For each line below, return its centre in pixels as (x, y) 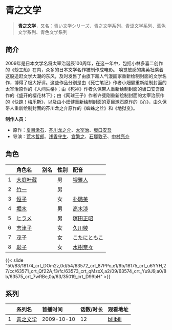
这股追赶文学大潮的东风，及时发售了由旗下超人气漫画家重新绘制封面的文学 (84, 76)
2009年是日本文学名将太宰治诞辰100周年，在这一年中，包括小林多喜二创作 (84, 63)
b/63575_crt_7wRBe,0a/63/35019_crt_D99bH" (54, 276)
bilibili (115, 319)
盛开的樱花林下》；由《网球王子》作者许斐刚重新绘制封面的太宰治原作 (92, 95)
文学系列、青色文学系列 (42, 32)
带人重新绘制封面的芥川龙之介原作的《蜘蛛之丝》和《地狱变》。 (71, 108)
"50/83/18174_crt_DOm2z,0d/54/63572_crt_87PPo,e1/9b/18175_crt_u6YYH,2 (86, 265)
